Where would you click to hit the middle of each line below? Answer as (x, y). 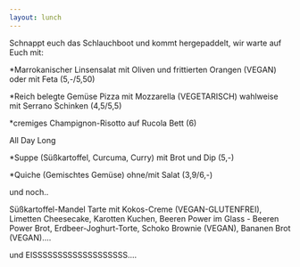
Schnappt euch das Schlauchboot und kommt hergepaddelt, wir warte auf (146, 43)
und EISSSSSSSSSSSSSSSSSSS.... (73, 255)
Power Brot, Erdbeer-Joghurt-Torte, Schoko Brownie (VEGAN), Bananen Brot (150, 228)
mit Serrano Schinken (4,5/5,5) (66, 105)
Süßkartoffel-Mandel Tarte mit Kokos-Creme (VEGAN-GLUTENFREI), (136, 209)
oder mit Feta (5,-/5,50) (52, 79)
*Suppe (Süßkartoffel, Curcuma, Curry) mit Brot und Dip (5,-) (122, 158)
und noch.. (29, 191)
